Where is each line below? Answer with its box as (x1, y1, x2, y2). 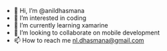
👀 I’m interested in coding (13, 14, 87, 22)
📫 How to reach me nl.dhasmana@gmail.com (13, 37, 145, 44)
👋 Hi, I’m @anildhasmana (13, 7, 85, 14)
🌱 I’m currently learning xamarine (13, 21, 108, 29)
